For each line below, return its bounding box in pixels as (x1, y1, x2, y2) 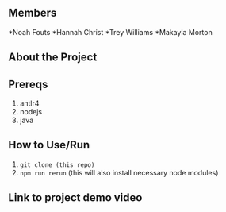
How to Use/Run (8, 138, 90, 152)
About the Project (8, 51, 98, 64)
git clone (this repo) (19, 160, 95, 169)
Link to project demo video (8, 191, 143, 205)
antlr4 (19, 98, 40, 108)
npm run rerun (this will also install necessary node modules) (19, 168, 219, 177)
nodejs (19, 107, 42, 117)
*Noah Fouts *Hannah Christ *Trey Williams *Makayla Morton (8, 27, 213, 37)
